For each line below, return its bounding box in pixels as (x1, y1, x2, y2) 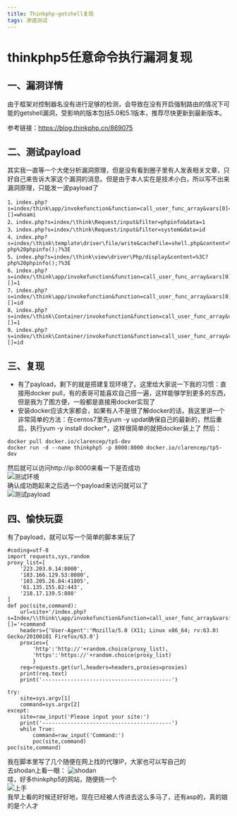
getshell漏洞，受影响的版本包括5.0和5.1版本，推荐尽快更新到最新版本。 (19, 109, 226, 117)
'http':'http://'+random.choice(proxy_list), (32, 645, 169, 653)
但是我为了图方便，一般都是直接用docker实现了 (17, 397, 156, 406)
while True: (20, 725, 55, 733)
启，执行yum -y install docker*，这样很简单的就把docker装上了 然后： (17, 424, 222, 433)
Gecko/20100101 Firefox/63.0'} (7, 633, 99, 640)
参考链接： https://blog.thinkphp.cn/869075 (7, 123, 133, 132)
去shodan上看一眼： (7, 766, 66, 774)
